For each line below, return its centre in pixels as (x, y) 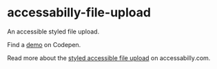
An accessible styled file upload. (53, 31)
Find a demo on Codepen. (44, 44)
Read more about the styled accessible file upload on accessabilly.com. (109, 58)
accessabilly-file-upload (79, 13)
